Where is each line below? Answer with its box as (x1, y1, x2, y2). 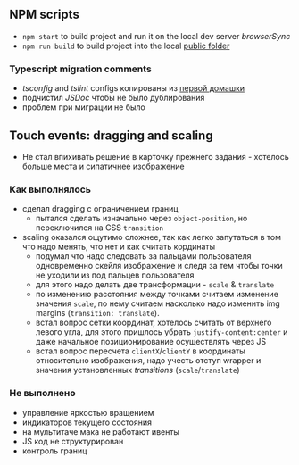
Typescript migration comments (9, 62, 152, 75)
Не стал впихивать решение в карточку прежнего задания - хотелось (21, 151, 290, 162)
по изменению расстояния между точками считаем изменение (35, 289, 279, 300)
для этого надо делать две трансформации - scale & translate (35, 279, 275, 290)
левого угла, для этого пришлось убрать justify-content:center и (35, 327, 288, 337)
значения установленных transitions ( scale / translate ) (35, 365, 240, 376)
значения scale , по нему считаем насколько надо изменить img (35, 298, 281, 309)
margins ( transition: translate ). (35, 308, 160, 319)
